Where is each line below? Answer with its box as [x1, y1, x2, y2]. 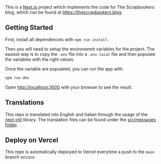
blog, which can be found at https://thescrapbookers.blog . [5, 9, 123, 15]
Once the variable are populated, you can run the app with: [5, 66, 124, 71]
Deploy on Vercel [5, 136, 59, 144]
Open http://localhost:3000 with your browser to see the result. [5, 84, 133, 90]
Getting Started [5, 23, 53, 32]
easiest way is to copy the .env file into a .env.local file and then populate [5, 51, 156, 57]
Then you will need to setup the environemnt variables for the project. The [5, 46, 155, 52]
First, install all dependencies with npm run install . [5, 36, 109, 42]
